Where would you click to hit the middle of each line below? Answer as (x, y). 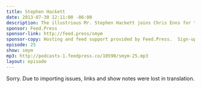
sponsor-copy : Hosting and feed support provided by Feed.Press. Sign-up (101, 39)
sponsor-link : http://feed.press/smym (54, 34)
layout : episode (26, 61)
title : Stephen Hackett (36, 12)
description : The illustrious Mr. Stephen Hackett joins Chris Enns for (99, 23)
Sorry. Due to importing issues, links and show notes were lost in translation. (100, 78)
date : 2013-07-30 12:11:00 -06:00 (49, 17)
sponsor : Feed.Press (32, 28)
